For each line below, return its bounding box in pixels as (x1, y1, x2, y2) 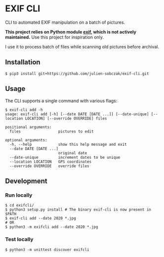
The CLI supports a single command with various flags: (5, 97, 118, 104)
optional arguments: (5, 137, 48, 142)
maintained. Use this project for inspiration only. (5, 34, 104, 40)
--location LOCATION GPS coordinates (9, 159, 92, 164)
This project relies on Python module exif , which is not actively (5, 29, 137, 35)
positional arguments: (5, 125, 52, 129)
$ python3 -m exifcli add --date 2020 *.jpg (5, 224, 98, 230)
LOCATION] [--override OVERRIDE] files (25, 116, 107, 121)
